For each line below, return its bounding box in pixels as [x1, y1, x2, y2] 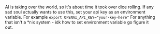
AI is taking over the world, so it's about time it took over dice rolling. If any [5, 4, 154, 10]
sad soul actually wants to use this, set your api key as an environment [5, 9, 145, 15]
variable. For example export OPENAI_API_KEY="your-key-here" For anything [5, 14, 156, 20]
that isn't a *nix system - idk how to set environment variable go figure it [5, 19, 149, 25]
